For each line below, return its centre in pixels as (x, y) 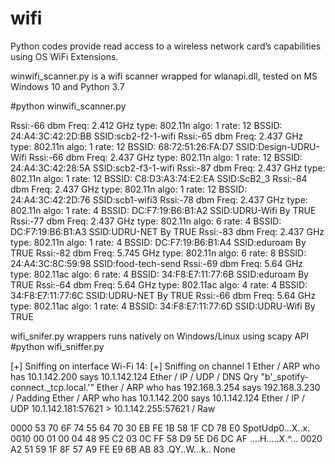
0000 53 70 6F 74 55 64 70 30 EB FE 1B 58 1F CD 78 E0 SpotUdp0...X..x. (160, 428)
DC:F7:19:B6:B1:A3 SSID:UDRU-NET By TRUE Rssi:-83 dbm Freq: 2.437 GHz (167, 231)
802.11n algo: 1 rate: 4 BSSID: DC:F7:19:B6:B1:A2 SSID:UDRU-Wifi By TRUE (163, 210)
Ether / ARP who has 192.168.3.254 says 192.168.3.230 (208, 387)
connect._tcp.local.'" (52, 387)
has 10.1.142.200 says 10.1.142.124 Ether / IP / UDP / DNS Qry (134, 376)
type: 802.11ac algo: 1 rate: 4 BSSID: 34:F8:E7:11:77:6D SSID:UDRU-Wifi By (163, 306)
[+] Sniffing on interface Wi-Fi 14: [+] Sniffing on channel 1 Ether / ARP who (165, 366)
